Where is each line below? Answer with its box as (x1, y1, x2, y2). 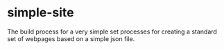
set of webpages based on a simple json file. (7, 34, 135, 42)
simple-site (7, 5, 74, 21)
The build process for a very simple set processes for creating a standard (7, 27, 217, 36)
